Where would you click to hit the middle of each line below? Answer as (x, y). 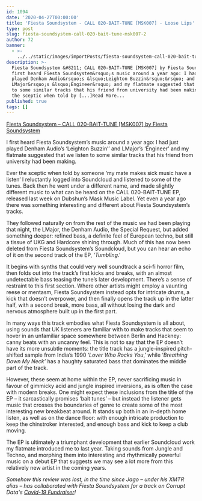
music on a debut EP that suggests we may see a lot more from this (90, 461)
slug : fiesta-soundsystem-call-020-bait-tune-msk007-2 (76, 34)
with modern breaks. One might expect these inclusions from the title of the (100, 392)
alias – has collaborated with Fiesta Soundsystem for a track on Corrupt (96, 485)
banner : (16, 46)
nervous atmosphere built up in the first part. (62, 311)
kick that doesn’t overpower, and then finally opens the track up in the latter (100, 298)
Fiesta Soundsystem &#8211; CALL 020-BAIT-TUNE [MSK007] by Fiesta (98, 68)
